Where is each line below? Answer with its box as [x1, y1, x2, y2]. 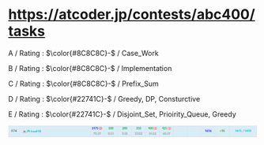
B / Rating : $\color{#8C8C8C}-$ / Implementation [8, 63, 172, 72]
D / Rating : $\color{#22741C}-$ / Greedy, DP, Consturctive [8, 94, 201, 103]
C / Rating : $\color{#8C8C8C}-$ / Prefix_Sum [8, 79, 160, 88]
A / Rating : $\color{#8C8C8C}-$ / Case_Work [8, 48, 160, 58]
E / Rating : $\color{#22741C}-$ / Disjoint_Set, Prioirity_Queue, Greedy [8, 109, 237, 119]
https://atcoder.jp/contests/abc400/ [8, 6, 255, 24]
